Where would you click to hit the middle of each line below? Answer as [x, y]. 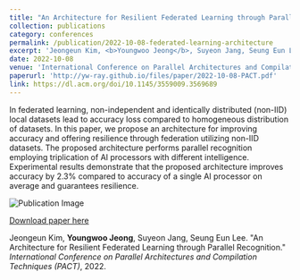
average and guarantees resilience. [74, 185]
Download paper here [49, 220]
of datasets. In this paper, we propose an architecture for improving [133, 128]
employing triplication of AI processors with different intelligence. [129, 157]
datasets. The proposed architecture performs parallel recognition [131, 148]
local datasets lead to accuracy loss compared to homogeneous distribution [149, 119]
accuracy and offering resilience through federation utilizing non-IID [134, 138]
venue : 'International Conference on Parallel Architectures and [133, 68]
